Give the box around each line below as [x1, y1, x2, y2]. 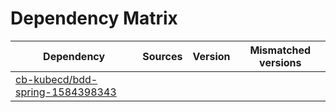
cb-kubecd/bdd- [15, 72, 98, 86]
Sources [142, 49, 183, 63]
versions [259, 55, 302, 69]
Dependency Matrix [10, 7, 178, 30]
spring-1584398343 [15, 85, 117, 99]
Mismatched [249, 43, 312, 57]
